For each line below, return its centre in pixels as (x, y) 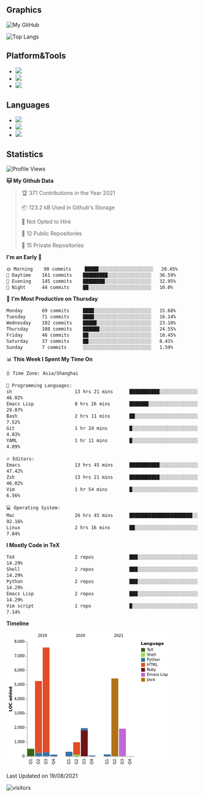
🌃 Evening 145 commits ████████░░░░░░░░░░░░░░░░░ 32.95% (91, 281)
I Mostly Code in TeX (33, 545)
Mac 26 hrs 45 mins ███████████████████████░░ (102, 516)
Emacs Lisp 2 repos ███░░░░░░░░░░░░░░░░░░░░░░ (102, 594)
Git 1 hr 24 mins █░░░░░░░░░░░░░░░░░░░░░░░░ (102, 428)
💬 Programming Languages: (39, 386)
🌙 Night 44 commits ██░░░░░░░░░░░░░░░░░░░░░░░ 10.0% (90, 288)
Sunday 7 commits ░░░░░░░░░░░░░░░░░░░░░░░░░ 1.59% (90, 348)
